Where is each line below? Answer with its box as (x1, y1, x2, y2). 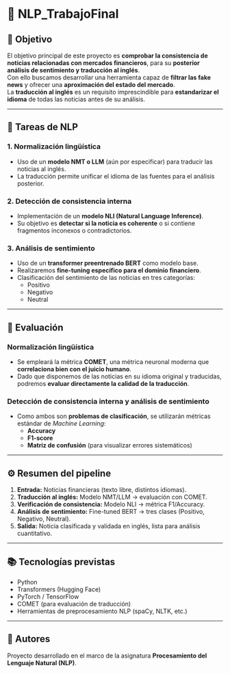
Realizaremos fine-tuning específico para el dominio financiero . (16, 266, 201, 274)
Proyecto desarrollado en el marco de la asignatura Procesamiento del (7, 651, 207, 660)
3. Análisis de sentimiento (7, 243, 96, 252)
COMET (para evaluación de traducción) (16, 599, 131, 608)
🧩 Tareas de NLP (7, 121, 79, 133)
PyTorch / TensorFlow (16, 592, 79, 601)
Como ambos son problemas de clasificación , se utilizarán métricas (16, 412, 211, 420)
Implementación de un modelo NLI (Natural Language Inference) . (16, 211, 204, 220)
